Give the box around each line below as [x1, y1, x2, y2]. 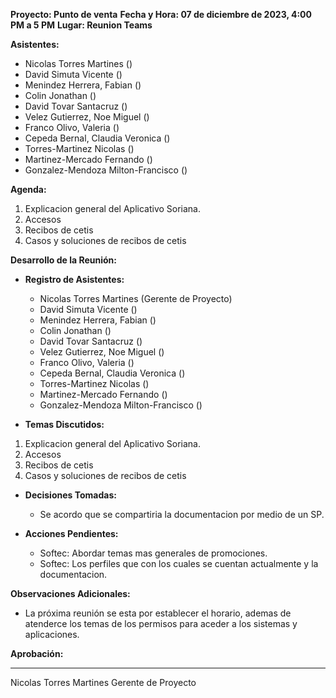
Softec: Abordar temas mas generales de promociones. [39, 547, 268, 559]
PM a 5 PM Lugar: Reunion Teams [10, 19, 153, 31]
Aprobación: [10, 648, 64, 659]
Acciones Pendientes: [24, 528, 119, 539]
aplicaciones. [24, 629, 80, 640]
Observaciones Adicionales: [10, 588, 131, 599]
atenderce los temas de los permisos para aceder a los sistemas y [24, 618, 298, 629]
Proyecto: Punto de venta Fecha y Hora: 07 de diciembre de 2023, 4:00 [10, 9, 312, 20]
